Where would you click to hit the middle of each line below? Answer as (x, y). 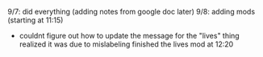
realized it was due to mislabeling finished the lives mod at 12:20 (126, 44)
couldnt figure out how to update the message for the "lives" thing (129, 36)
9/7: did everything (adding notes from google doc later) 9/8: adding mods (131, 12)
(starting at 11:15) (35, 20)
